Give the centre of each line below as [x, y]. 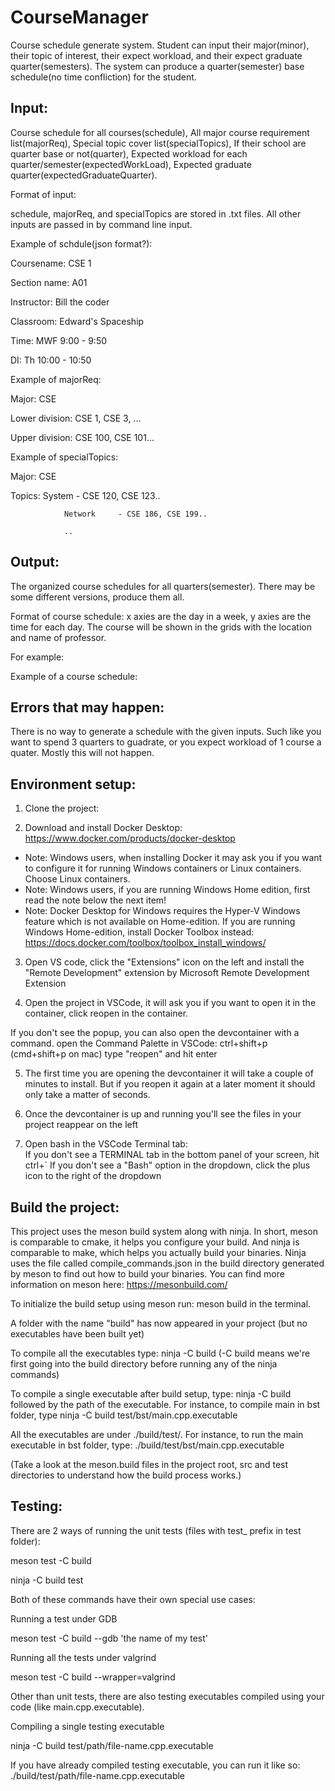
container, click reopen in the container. [106, 1013]
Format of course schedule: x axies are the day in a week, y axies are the [161, 616]
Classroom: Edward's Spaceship [77, 321]
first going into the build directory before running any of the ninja [144, 1364]
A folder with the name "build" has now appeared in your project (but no [159, 1323]
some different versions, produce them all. [97, 597]
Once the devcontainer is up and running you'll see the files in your [163, 1114]
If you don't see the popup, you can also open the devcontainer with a [155, 1033]
